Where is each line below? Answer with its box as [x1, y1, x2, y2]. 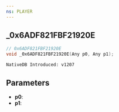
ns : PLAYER [6, 8, 33, 15]
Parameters [6, 77, 50, 88]
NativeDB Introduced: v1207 [6, 62, 75, 68]
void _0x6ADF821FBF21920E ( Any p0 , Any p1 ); [6, 51, 114, 57]
